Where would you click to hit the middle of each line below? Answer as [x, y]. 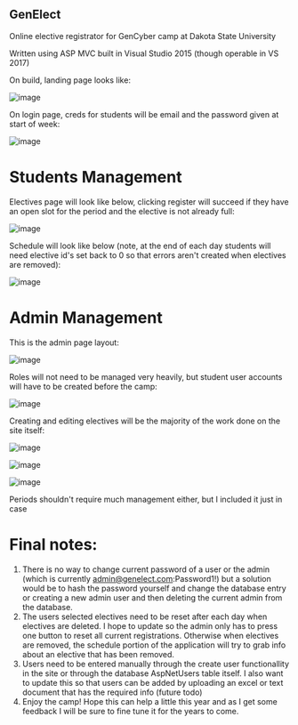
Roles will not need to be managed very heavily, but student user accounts [146, 376]
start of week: [35, 124]
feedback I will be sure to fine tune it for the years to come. [130, 711]
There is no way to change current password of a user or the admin [146, 569]
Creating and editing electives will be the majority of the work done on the [145, 421]
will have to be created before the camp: [83, 386]
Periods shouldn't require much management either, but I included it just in [146, 499]
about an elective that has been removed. [98, 654]
